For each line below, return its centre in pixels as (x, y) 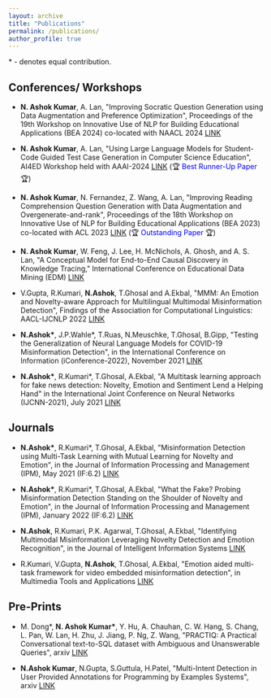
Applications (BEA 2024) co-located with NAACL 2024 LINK (120, 133)
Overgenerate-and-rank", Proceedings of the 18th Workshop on (127, 215)
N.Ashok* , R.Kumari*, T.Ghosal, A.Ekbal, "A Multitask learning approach (140, 377)
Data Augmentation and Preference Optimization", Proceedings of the (136, 116)
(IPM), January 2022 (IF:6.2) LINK (77, 515)
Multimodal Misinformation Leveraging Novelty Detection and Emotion (138, 539)
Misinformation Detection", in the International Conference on (123, 352)
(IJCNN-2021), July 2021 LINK (71, 403)
